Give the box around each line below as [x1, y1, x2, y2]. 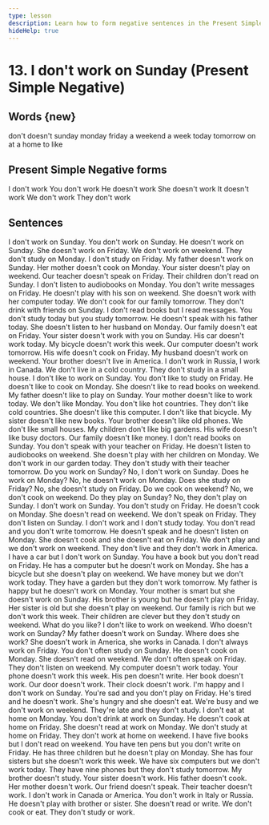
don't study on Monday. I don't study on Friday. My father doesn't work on [8, 254, 254, 264]
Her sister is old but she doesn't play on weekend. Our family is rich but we [8, 603, 256, 613]
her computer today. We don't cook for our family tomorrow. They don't [8, 297, 244, 306]
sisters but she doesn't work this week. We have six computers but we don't [8, 756, 260, 766]
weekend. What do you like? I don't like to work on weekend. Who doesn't [8, 620, 252, 630]
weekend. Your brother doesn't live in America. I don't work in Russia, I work [8, 356, 260, 365]
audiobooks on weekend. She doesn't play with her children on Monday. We [8, 450, 259, 459]
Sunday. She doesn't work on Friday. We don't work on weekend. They [8, 246, 243, 255]
